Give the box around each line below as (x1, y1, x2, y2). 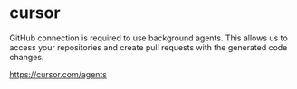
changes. (9, 51, 44, 62)
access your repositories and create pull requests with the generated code (9, 41, 288, 52)
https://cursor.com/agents (9, 68, 107, 79)
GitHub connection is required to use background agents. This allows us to (9, 32, 288, 43)
